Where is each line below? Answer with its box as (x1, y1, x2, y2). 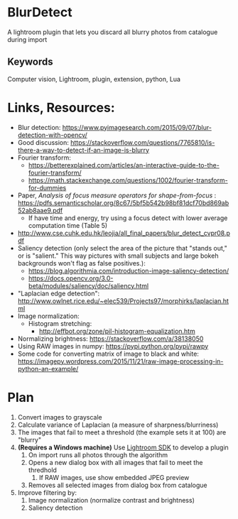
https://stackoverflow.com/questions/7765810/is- (70, 138, 215, 146)
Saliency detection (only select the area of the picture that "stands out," (17, 244, 227, 252)
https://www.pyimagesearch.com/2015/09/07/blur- (62, 123, 212, 131)
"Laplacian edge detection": (17, 289, 100, 297)
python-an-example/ (17, 364, 79, 373)
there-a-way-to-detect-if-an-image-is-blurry (17, 146, 150, 154)
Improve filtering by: (17, 488, 77, 497)
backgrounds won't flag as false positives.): (17, 258, 146, 267)
